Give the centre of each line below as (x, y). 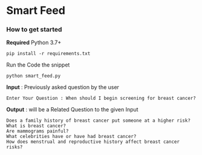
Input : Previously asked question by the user (63, 87)
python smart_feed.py (34, 76)
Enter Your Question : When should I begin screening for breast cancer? (101, 98)
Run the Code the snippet (38, 65)
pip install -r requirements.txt (48, 54)
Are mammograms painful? (37, 131)
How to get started (34, 30)
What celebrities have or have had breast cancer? (71, 137)
